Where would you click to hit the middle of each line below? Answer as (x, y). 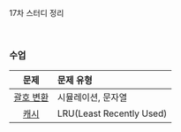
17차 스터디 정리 (37, 13)
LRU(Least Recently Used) (112, 113)
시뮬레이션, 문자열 (92, 97)
